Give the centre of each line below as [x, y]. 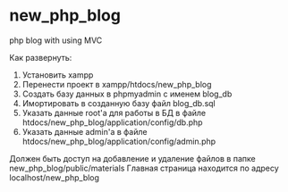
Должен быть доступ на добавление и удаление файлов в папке [133, 158]
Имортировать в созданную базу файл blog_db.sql [119, 103]
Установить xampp [58, 75]
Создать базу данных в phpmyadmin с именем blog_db [127, 94]
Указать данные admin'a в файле [85, 131]
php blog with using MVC [56, 40]
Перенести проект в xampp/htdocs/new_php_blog [117, 84]
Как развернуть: [41, 57]
